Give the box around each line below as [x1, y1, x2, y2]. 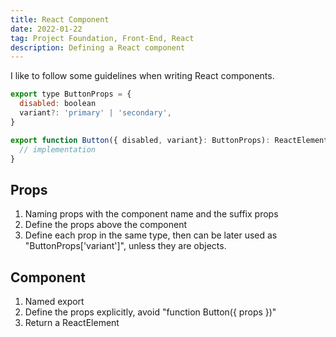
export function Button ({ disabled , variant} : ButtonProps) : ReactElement [10, 135, 329, 145]
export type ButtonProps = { [10, 89, 132, 100]
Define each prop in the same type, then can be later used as [24, 229, 278, 241]
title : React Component [10, 14, 110, 25]
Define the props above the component [24, 219, 187, 231]
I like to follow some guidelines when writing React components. [10, 70, 275, 82]
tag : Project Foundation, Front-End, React [10, 33, 195, 43]
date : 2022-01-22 [10, 24, 83, 34]
